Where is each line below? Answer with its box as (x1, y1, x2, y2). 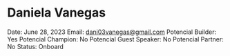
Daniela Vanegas (7, 5, 106, 21)
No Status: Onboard (7, 42, 64, 50)
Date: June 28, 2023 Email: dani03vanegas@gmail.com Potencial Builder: (7, 28, 216, 36)
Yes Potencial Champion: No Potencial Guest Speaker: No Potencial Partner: (7, 35, 224, 43)
